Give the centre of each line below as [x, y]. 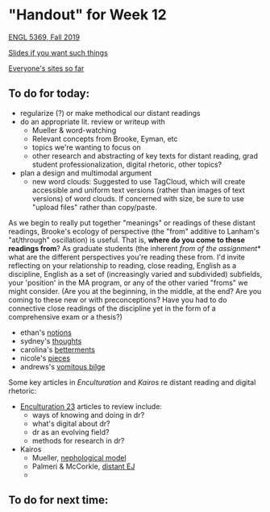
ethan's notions [46, 332]
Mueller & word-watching [74, 130]
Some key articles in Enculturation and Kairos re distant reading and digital [132, 382]
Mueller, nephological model [79, 457]
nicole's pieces [45, 358]
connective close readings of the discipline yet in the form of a [112, 308]
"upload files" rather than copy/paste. [94, 207]
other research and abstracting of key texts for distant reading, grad [145, 155]
